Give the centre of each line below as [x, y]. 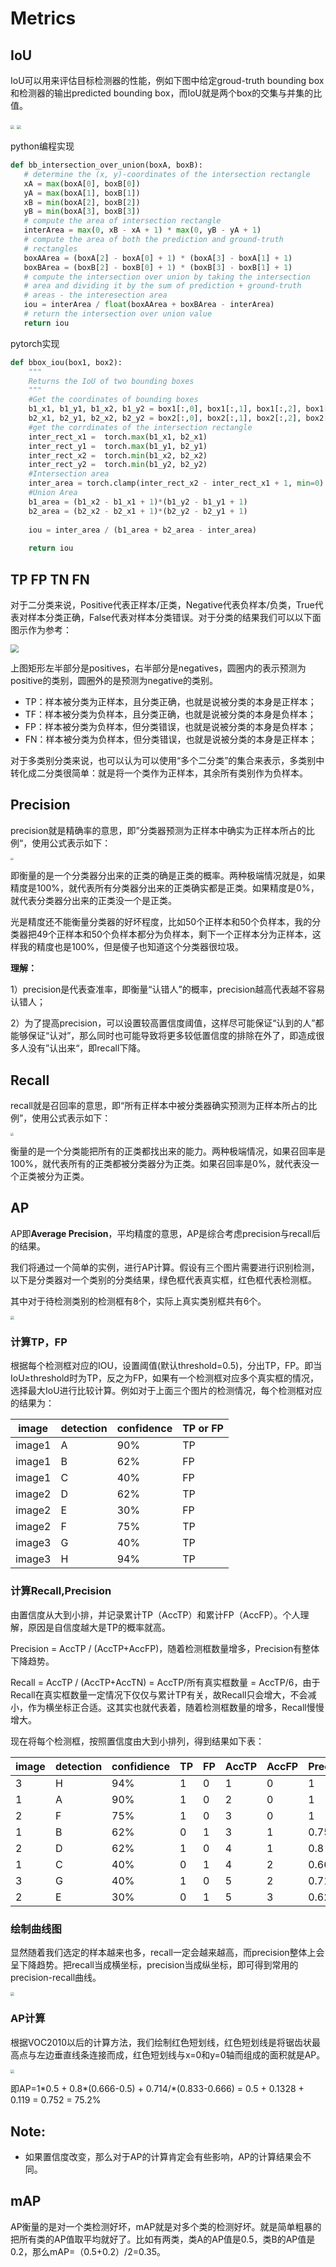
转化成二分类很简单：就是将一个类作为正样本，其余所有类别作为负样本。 [159, 773]
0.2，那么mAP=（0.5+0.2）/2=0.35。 [88, 2251]
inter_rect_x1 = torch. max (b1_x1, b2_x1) [118, 437]
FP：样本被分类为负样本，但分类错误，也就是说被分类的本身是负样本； [170, 726]
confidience [140, 1766]
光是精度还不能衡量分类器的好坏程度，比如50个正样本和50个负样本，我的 [161, 922]
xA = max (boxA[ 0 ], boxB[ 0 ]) [82, 183]
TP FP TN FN [50, 579]
